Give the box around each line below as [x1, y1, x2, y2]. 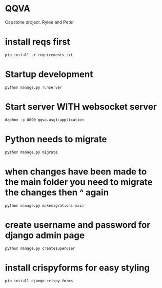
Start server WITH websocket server [5, 101, 157, 112]
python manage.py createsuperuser [5, 246, 76, 251]
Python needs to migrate [5, 133, 107, 144]
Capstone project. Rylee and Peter [5, 19, 74, 25]
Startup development [5, 69, 94, 80]
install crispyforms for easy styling [5, 262, 150, 273]
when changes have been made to [5, 166, 147, 177]
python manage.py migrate [5, 150, 58, 155]
